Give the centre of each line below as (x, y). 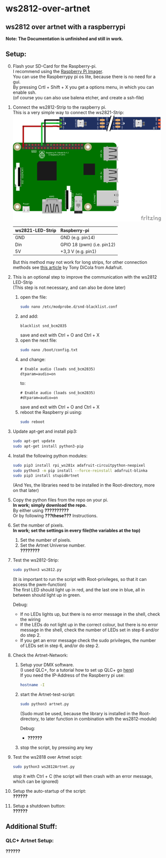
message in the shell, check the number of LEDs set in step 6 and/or (89, 630)
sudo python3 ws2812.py (37, 570)
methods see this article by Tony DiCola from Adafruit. (68, 268)
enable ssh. (24, 92)
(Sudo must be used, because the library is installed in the (79, 713)
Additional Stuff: (31, 827)
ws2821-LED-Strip (36, 231)
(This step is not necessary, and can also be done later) (69, 287)
